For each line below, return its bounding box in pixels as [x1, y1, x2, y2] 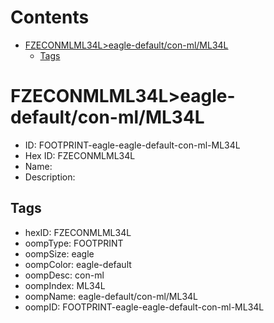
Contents [10, 6, 90, 29]
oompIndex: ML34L [24, 279, 106, 291]
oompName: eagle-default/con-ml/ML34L [24, 290, 198, 302]
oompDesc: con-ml [24, 269, 105, 281]
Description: [24, 171, 76, 183]
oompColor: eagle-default [24, 258, 132, 270]
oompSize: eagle [24, 247, 95, 260]
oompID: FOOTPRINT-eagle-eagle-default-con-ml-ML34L [24, 301, 265, 313]
